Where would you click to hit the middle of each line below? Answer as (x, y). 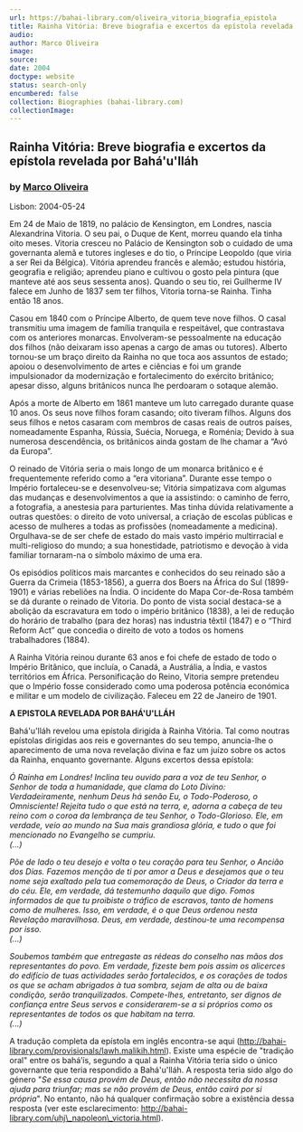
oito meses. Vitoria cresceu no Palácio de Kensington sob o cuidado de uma (151, 243)
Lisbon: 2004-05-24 (47, 206)
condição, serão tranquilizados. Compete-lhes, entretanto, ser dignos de (146, 995)
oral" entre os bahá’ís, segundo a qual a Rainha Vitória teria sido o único (143, 1060)
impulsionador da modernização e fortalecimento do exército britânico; (142, 375)
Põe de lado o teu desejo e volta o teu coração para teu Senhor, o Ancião (147, 862)
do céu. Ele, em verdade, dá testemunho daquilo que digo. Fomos (132, 891)
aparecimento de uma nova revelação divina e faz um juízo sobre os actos (148, 750)
